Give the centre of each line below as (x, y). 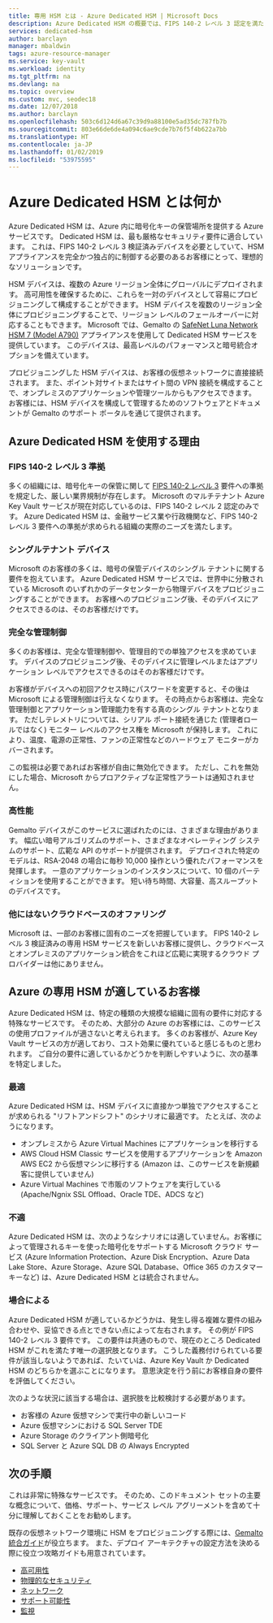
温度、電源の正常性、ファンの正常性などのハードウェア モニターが (141, 740)
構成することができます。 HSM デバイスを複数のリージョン (157, 305)
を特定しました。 (37, 1063)
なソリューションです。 (48, 267)
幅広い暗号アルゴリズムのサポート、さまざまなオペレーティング (130, 840)
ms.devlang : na (34, 84)
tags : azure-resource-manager (60, 54)
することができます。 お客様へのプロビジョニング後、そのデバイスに (137, 599)
